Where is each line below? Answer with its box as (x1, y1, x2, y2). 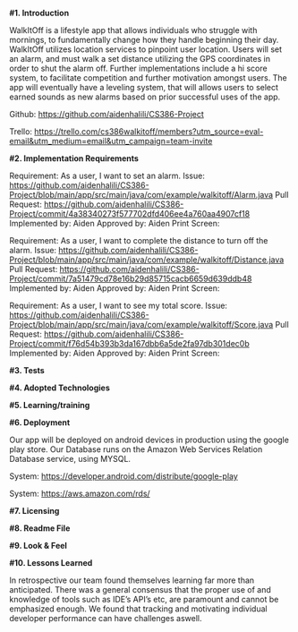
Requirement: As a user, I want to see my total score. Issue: (9, 300, 228, 311)
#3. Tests (9, 365, 45, 375)
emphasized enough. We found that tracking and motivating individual (9, 603, 268, 614)
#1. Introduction (9, 8, 70, 18)
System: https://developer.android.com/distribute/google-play (9, 471, 239, 482)
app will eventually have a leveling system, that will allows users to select (9, 82, 279, 92)
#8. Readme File (9, 523, 71, 534)
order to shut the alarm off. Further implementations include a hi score (9, 63, 268, 73)
